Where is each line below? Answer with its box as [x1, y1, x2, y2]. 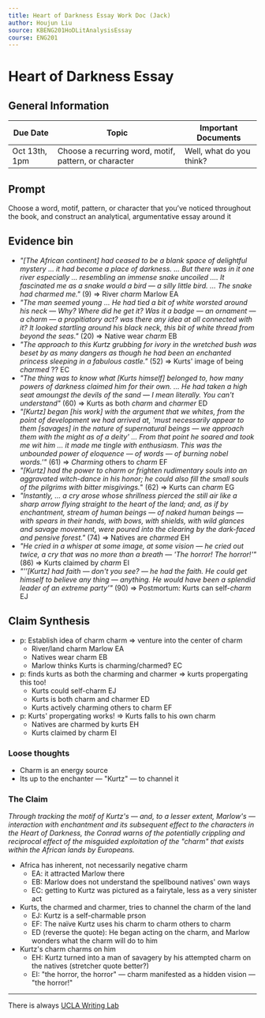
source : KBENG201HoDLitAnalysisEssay [8, 26, 132, 34]
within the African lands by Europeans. [8, 845, 136, 854]
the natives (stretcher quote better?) [31, 961, 150, 971]
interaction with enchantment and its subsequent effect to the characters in [8, 820, 255, 830]
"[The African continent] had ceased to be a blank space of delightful [19, 255, 248, 265]
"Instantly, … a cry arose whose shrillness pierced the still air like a [19, 491, 238, 500]
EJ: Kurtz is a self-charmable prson [31, 911, 147, 921]
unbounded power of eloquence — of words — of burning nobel [19, 448, 229, 458]
